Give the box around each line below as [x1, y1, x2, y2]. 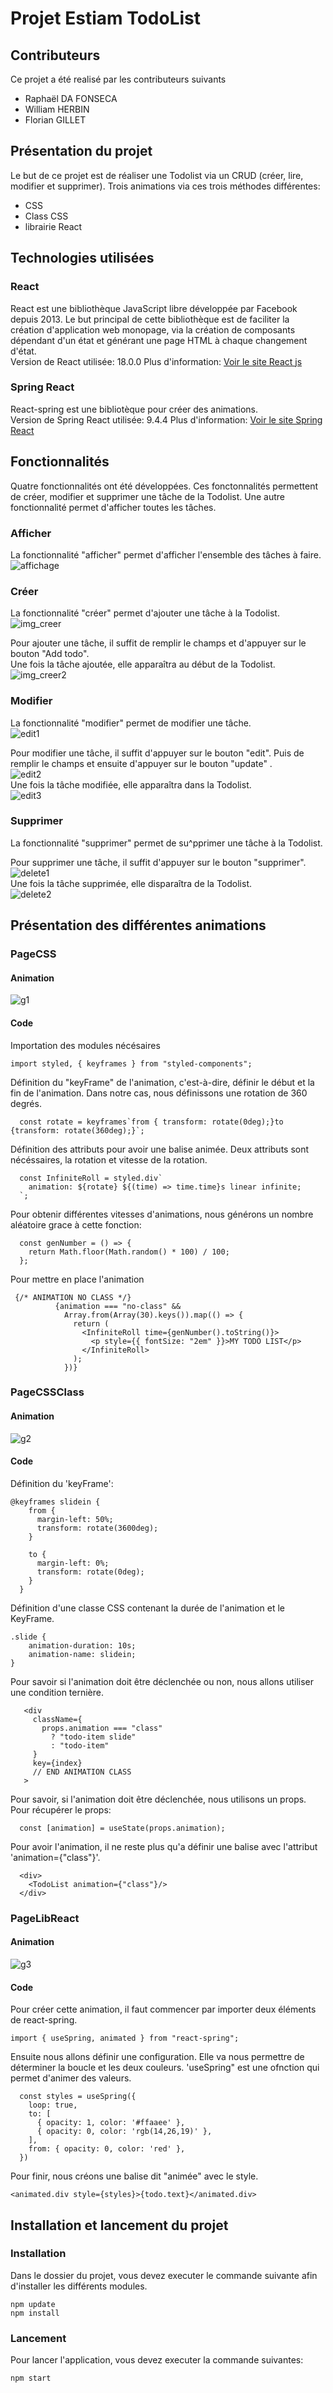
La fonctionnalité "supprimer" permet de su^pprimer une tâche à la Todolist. [10, 837, 323, 849]
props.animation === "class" [41, 1723, 163, 1733]
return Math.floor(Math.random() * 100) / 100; [28, 1247, 230, 1257]
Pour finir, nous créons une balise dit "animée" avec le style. [10, 2170, 259, 2182]
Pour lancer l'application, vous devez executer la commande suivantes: [10, 2354, 304, 2366]
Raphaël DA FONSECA [24, 93, 118, 104]
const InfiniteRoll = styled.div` [19, 1173, 163, 1183]
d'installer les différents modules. [10, 2280, 148, 2292]
